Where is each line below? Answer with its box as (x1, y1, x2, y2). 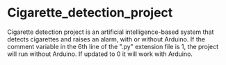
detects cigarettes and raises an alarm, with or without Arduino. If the (7, 35, 206, 43)
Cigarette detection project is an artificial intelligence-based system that (7, 28, 214, 36)
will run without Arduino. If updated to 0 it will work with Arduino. (7, 50, 193, 58)
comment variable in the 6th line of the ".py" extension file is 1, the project (7, 42, 219, 50)
